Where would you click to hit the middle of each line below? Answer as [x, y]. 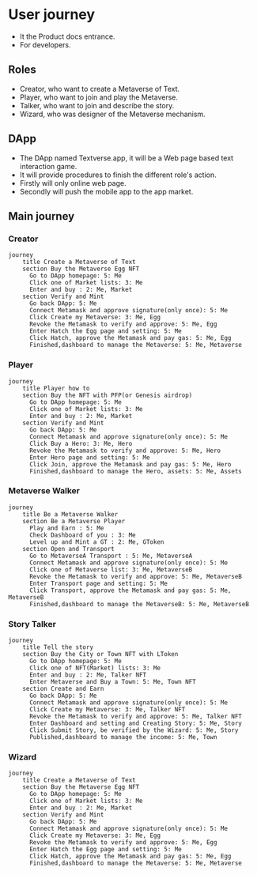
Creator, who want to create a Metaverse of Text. [100, 89]
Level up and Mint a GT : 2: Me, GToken [96, 542]
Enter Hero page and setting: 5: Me [89, 457]
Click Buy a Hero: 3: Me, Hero [81, 443]
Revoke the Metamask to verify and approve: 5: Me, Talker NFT [136, 717]
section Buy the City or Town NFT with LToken [100, 654]
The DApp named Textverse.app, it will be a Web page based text [127, 158]
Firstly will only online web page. [73, 183]
